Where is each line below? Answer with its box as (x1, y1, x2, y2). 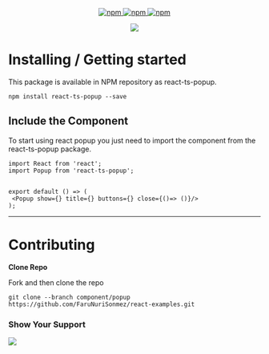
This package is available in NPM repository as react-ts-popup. (8, 77, 218, 86)
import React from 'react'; (8, 159, 102, 167)
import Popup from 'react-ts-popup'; (8, 167, 134, 175)
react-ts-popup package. (8, 144, 92, 154)
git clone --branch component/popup (8, 293, 130, 301)
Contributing (8, 235, 95, 254)
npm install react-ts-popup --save (8, 92, 127, 100)
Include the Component (8, 115, 129, 128)
